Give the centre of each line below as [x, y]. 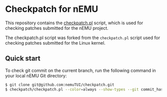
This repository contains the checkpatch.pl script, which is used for [74, 23]
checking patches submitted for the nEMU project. [57, 28]
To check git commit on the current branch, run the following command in [81, 70]
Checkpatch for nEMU [52, 9]
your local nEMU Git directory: [36, 76]
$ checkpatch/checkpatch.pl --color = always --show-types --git [72, 89]
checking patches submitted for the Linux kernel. [55, 43]
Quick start [23, 59]
